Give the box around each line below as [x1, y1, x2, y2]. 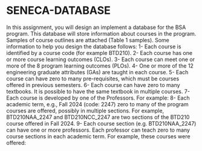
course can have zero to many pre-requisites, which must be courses [6, 75, 180, 82]
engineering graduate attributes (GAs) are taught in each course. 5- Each [6, 68, 189, 75]
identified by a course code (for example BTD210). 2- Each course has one [6, 49, 192, 56]
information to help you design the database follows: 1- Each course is [6, 43, 181, 50]
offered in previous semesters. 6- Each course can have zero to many [6, 81, 180, 88]
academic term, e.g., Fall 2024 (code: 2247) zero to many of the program [6, 100, 189, 108]
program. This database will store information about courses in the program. [6, 30, 197, 37]
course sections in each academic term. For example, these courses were [6, 132, 191, 140]
